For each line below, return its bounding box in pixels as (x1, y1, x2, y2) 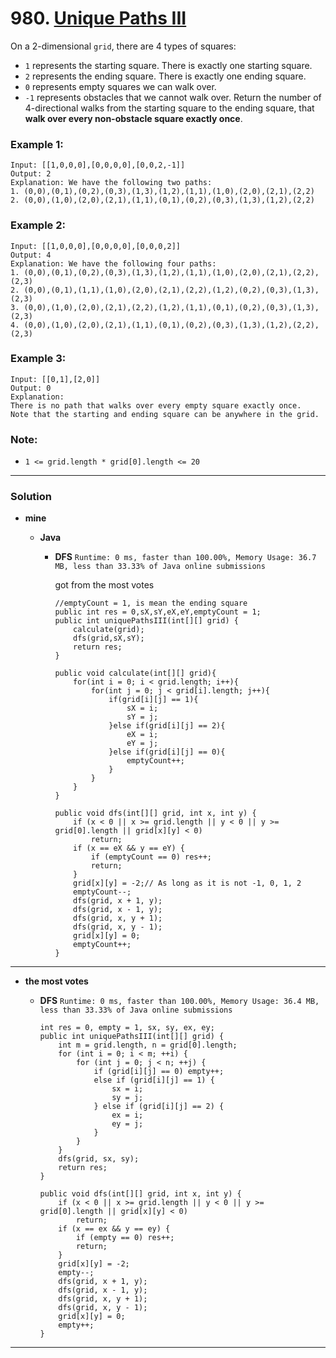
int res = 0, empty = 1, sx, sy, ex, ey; (39, 1023, 215, 1033)
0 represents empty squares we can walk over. (24, 80, 217, 92)
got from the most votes (54, 579, 155, 591)
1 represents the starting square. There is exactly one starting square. (24, 59, 313, 71)
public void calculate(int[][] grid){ (54, 668, 217, 679)
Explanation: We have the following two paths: (10, 178, 213, 188)
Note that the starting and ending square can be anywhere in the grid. (10, 409, 320, 419)
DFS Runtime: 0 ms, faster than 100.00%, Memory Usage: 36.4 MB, (39, 995, 320, 1007)
